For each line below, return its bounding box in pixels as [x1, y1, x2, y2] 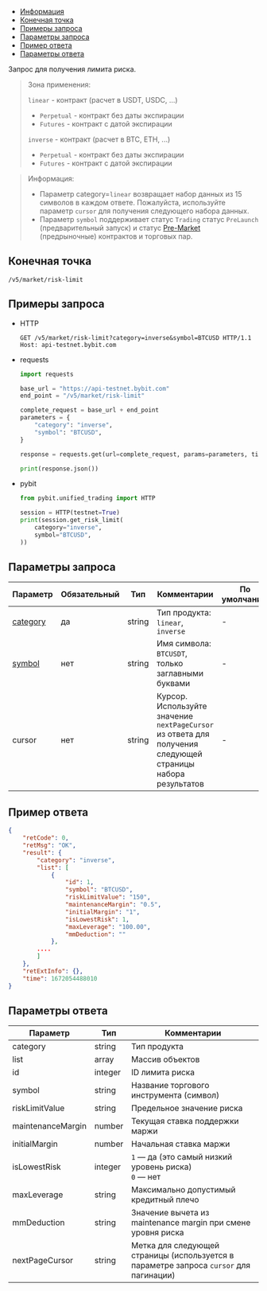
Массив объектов [130, 1054, 200, 1065]
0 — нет [130, 1172, 161, 1183]
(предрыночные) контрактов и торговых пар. [39, 232, 193, 241]
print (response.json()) [19, 465, 99, 473]
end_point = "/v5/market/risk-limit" [19, 392, 145, 400]
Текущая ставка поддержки [130, 1116, 239, 1127]
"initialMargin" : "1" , [64, 907, 141, 916]
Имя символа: [156, 638, 212, 649]
